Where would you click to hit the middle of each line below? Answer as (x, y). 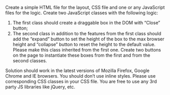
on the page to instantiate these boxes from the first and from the (81, 55)
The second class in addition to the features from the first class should (87, 33)
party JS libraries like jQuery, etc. (40, 87)
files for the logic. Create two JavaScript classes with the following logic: (82, 13)
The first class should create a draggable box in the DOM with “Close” (86, 23)
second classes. (30, 61)
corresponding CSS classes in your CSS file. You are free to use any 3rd (81, 81)
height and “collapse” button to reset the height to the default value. (84, 44)
